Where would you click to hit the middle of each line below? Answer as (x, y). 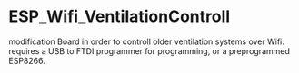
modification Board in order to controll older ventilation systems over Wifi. (147, 41)
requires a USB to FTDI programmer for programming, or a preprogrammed (149, 50)
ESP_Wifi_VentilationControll (120, 17)
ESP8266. (27, 60)
